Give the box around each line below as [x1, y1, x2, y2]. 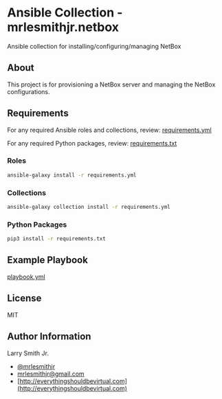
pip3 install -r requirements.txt [7, 236, 107, 242]
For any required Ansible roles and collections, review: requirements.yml [7, 126, 212, 134]
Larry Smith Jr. [7, 349, 49, 357]
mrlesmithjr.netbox [7, 19, 119, 35]
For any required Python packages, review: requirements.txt [7, 139, 177, 147]
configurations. [7, 87, 50, 95]
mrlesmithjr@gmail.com [16, 369, 85, 378]
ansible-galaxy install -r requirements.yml [7, 172, 137, 179]
